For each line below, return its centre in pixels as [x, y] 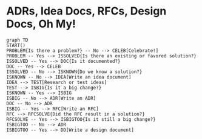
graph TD [17, 40]
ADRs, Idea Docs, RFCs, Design [86, 11]
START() [16, 45]
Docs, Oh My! [41, 24]
